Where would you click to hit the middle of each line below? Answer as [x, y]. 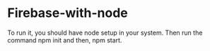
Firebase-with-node [68, 13]
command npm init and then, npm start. [65, 40]
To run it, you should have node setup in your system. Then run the [105, 33]
